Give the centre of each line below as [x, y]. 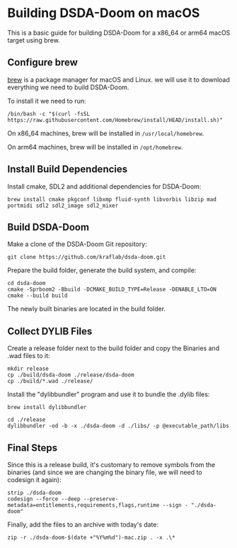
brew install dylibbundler [47, 408]
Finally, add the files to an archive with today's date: [83, 525]
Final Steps [33, 448]
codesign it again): [34, 480]
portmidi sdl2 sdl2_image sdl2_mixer [63, 206]
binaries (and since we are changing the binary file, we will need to [105, 472]
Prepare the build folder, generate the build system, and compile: [102, 270]
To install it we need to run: [47, 101]
